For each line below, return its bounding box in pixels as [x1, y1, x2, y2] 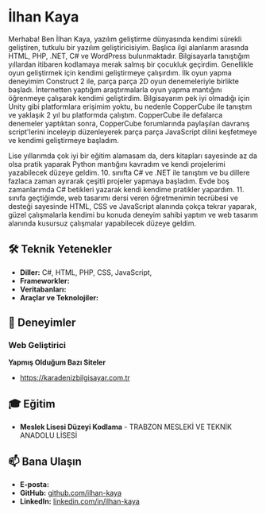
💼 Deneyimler [8, 316, 76, 330]
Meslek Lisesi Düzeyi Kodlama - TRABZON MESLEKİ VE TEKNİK [19, 422, 233, 432]
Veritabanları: [19, 284, 67, 294]
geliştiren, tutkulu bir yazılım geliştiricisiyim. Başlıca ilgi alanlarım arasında [8, 42, 249, 52]
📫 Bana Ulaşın [8, 454, 82, 468]
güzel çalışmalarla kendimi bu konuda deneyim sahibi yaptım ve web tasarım [8, 210, 258, 219]
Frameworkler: [19, 276, 70, 285]
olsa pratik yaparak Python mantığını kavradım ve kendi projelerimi [8, 159, 226, 168]
